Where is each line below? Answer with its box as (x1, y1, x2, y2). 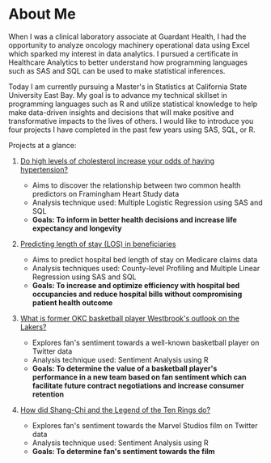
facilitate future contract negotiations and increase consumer (32, 380, 244, 390)
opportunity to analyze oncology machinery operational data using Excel (8, 40, 251, 49)
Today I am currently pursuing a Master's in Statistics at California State (8, 82, 248, 91)
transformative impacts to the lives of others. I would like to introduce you (8, 116, 254, 125)
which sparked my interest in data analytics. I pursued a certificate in (8, 49, 239, 58)
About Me (8, 5, 76, 23)
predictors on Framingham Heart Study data (32, 189, 180, 198)
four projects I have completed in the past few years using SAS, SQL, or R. (8, 125, 256, 134)
